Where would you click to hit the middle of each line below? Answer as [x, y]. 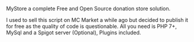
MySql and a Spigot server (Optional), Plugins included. [74, 33]
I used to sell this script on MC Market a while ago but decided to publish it [97, 20]
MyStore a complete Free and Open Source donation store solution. [88, 9]
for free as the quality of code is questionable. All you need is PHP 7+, [92, 26]
